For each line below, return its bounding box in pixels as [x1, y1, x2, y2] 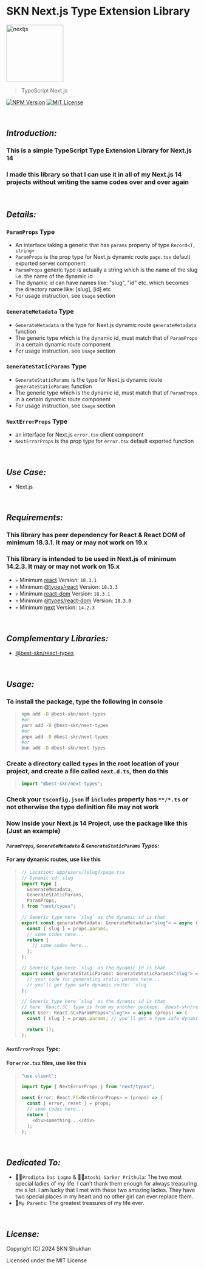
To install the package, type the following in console [6, 697, 163, 706]
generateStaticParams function [15, 382, 92, 390]
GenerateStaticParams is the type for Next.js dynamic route [15, 376, 163, 383]
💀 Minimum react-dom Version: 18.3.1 [15, 589, 110, 597]
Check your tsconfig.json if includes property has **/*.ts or [6, 795, 189, 804]
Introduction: [6, 128, 57, 138]
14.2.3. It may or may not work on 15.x [6, 562, 120, 571]
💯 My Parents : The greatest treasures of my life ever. [15, 1200, 144, 1207]
